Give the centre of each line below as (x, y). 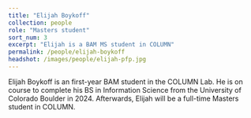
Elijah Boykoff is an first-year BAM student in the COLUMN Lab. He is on (126, 81)
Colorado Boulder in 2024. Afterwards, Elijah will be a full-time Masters (124, 98)
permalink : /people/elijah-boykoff (67, 52)
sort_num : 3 (28, 37)
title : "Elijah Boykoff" (49, 15)
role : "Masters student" (49, 30)
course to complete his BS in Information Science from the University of (125, 90)
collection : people (40, 23)
